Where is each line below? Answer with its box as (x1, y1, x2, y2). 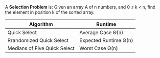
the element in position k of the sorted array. (5, 9, 94, 15)
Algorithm (29, 21, 53, 27)
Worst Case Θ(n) (79, 45, 118, 52)
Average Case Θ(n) (79, 29, 124, 36)
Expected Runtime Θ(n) (79, 37, 134, 43)
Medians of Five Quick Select (7, 45, 75, 52)
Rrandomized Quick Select (7, 37, 69, 43)
